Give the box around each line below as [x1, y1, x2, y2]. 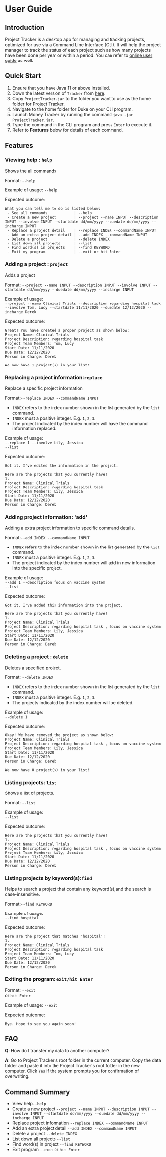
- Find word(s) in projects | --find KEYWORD [7, 245, 110, 250]
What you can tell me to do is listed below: [5, 206, 101, 211]
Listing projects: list [5, 779, 57, 786]
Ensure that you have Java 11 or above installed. [12, 85, 110, 91]
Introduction [5, 23, 45, 32]
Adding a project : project [5, 261, 68, 268]
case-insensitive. [5, 891, 41, 897]
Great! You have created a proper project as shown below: [5, 328, 130, 333]
